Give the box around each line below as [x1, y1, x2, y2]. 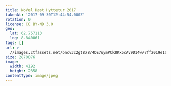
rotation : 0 [5, 17, 31, 22]
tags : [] [5, 40, 24, 46]
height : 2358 [10, 69, 38, 74]
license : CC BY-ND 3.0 [5, 21, 53, 27]
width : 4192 [10, 64, 36, 69]
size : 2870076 [5, 54, 36, 60]
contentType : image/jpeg [5, 73, 58, 78]
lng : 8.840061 [10, 36, 40, 41]
